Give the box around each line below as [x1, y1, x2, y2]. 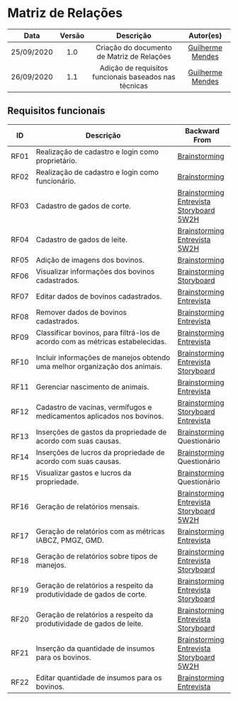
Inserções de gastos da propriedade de [35, 427, 167, 437]
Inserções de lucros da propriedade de [35, 447, 165, 457]
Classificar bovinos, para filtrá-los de [35, 328, 161, 338]
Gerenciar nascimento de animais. [35, 382, 149, 392]
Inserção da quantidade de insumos [35, 644, 155, 653]
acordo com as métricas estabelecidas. [35, 336, 167, 346]
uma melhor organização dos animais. [35, 361, 163, 371]
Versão [59, 31, 85, 40]
